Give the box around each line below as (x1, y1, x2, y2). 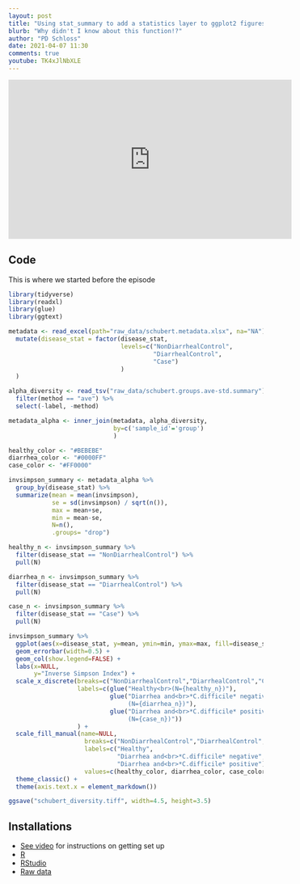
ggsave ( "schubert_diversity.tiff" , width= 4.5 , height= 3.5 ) (8, 797, 212, 806)
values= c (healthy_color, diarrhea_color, (84, 768, 226, 776)
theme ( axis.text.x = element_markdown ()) (15, 782, 158, 791)
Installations (8, 819, 73, 833)
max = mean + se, (51, 506, 104, 514)
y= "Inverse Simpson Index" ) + (33, 670, 136, 678)
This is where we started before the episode (8, 274, 156, 284)
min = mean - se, (51, 514, 104, 522)
